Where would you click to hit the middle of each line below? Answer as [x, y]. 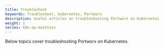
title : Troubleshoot [26, 9]
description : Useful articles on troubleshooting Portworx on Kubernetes [82, 18]
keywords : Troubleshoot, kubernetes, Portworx [54, 14]
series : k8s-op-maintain [30, 28]
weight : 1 [15, 23]
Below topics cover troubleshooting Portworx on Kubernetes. [67, 41]
